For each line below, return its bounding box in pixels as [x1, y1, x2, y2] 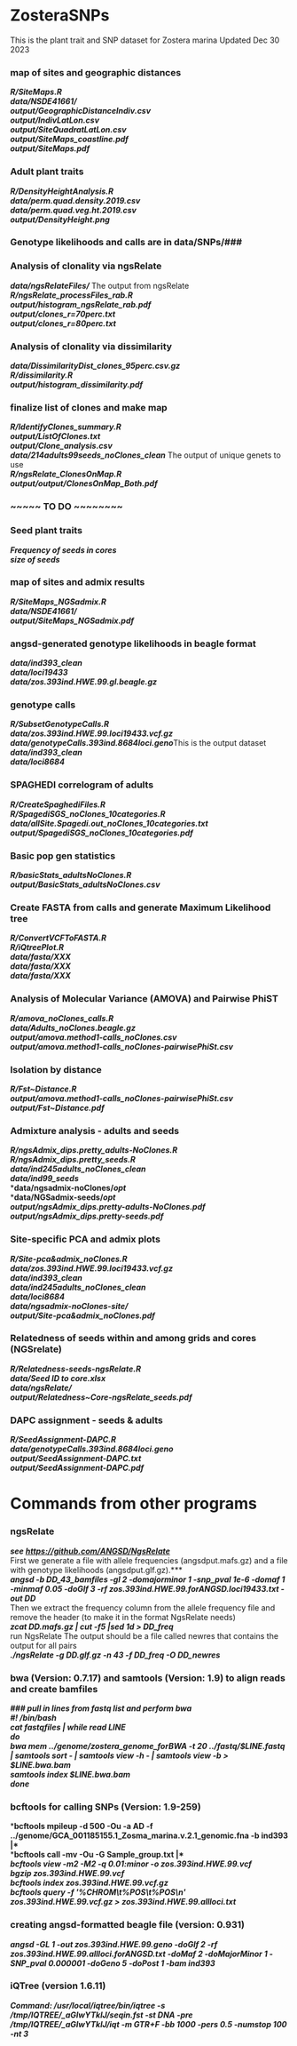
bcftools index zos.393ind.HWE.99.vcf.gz [10, 1877, 169, 1889]
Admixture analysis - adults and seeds [10, 1124, 180, 1137]
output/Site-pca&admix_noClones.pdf [10, 1310, 156, 1321]
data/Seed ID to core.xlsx [10, 1372, 106, 1383]
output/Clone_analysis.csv [10, 441, 113, 452]
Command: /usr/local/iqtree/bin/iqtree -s [10, 2000, 166, 2010]
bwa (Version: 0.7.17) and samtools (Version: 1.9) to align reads [10, 1672, 286, 1684]
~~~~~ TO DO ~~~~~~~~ [10, 500, 123, 513]
